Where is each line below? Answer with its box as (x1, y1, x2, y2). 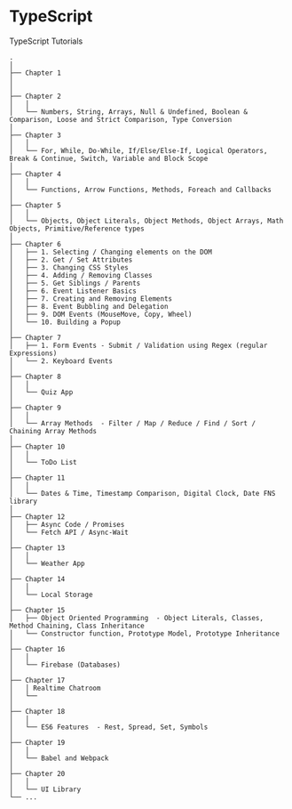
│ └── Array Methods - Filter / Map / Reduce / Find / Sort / (9, 418, 256, 428)
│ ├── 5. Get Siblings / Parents (9, 279, 141, 287)
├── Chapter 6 (9, 239, 62, 248)
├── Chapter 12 (9, 512, 66, 522)
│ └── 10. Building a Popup (9, 318, 122, 327)
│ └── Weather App (9, 559, 86, 568)
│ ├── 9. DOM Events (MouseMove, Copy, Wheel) (9, 310, 193, 319)
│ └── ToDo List (9, 457, 77, 466)
